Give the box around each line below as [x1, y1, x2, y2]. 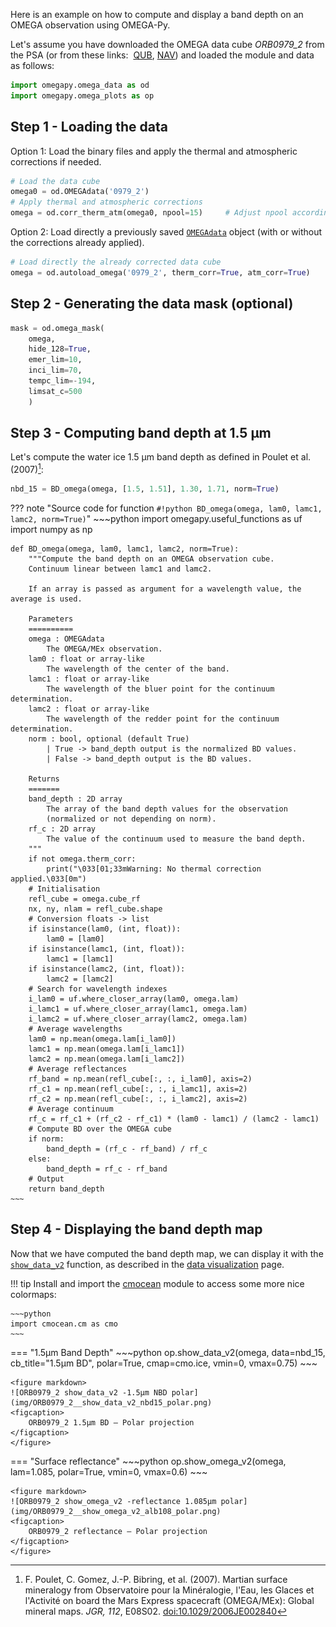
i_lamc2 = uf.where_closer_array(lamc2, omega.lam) [28, 1014, 248, 1024]
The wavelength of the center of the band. [46, 664, 230, 674]
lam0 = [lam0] [46, 934, 105, 944]
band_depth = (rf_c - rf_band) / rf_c [46, 1144, 208, 1154]
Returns [28, 774, 60, 784]
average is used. [10, 594, 83, 604]
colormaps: [10, 1288, 57, 1300]
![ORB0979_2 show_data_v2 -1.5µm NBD [10, 1387, 168, 1398]
